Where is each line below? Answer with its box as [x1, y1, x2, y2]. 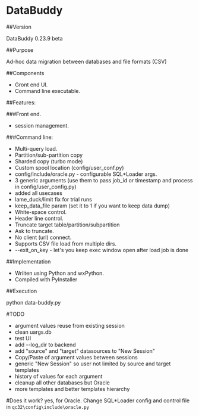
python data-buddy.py [6, 299, 61, 306]
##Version [6, 23, 31, 30]
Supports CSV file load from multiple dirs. [14, 240, 117, 247]
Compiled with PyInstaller [14, 275, 78, 283]
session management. [14, 122, 70, 129]
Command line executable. [14, 87, 81, 94]
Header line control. [14, 215, 64, 222]
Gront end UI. [14, 81, 48, 88]
